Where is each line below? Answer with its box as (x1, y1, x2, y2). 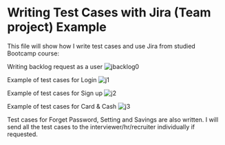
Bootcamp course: (7, 49, 60, 57)
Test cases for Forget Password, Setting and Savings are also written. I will (7, 115, 219, 124)
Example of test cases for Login (7, 75, 98, 83)
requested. (7, 130, 38, 138)
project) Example (7, 19, 107, 35)
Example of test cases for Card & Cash (7, 102, 117, 110)
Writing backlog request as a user (7, 62, 103, 70)
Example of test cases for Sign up (7, 89, 103, 97)
